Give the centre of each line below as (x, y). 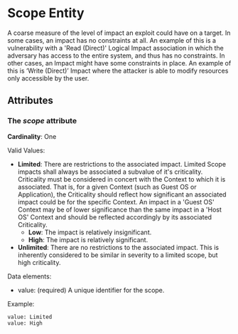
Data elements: (29, 276)
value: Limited (30, 317)
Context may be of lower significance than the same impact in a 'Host (120, 209)
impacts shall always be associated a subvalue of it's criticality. (110, 172)
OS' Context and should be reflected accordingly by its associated (114, 217)
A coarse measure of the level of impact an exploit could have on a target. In (119, 33)
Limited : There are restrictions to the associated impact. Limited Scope (121, 164)
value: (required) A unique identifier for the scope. (91, 290)
